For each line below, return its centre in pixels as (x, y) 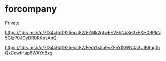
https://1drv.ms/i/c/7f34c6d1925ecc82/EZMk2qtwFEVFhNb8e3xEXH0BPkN (83, 32)
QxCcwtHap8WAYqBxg (29, 53)
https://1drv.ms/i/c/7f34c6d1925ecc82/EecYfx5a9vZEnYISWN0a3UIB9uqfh (83, 47)
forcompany (31, 9)
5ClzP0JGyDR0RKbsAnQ (31, 38)
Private (12, 23)
